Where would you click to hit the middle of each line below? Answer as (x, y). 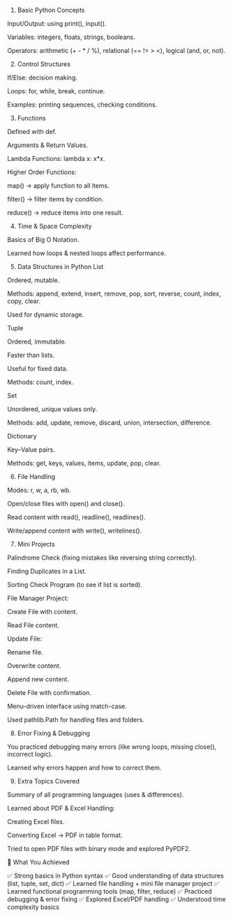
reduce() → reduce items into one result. (65, 213)
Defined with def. (32, 131)
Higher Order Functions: (42, 172)
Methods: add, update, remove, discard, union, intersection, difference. (110, 422)
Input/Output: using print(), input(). (57, 23)
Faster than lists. (31, 355)
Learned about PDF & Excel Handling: (61, 808)
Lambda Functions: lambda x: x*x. (56, 159)
